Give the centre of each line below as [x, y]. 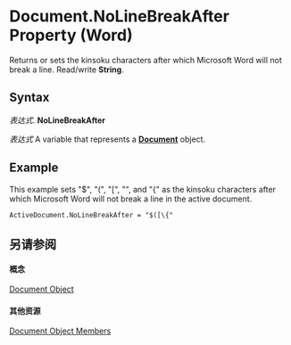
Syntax [29, 98]
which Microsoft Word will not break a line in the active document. [131, 199]
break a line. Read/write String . [67, 70]
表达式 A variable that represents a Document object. [108, 139]
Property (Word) [71, 35]
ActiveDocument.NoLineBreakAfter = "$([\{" [91, 215]
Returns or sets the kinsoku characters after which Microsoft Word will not [146, 60]
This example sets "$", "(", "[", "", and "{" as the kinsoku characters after [143, 189]
